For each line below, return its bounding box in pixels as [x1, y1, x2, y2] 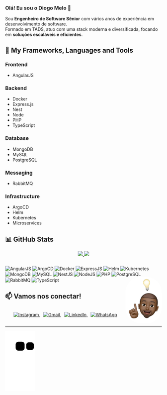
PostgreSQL [12, 157, 37, 163]
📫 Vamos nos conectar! [5, 292, 82, 300]
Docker [12, 96, 28, 102]
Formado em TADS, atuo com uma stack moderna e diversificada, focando [5, 26, 158, 32]
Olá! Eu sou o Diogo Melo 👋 [5, 4, 71, 11]
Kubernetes [12, 215, 36, 221]
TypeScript [12, 122, 35, 128]
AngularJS [12, 72, 34, 78]
